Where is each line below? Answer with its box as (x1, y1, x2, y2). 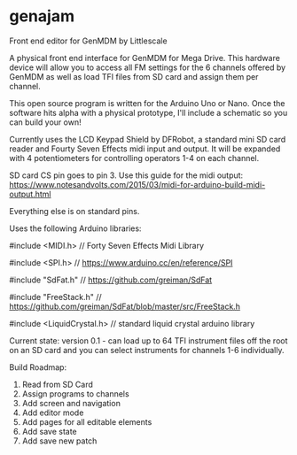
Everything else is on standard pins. (9, 205, 140, 216)
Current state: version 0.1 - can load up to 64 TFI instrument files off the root (9, 335, 288, 346)
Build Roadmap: (9, 361, 67, 373)
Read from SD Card (21, 379, 93, 389)
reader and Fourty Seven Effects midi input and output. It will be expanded (9, 143, 281, 154)
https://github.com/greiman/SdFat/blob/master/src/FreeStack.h (9, 301, 241, 312)
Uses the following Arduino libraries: (9, 223, 142, 234)
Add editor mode (21, 407, 84, 418)
